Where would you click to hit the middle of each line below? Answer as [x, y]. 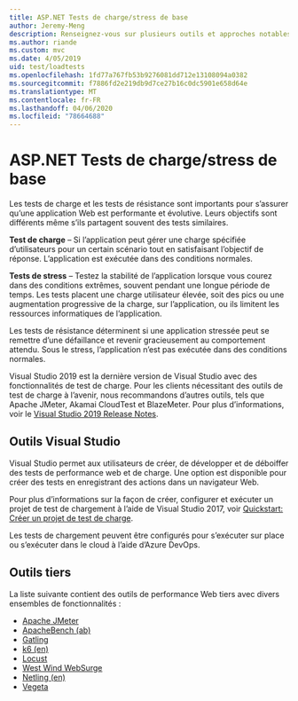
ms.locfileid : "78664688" [57, 116]
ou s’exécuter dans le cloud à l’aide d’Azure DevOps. [105, 544]
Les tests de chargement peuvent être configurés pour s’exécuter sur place [147, 535]
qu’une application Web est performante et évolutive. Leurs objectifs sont [143, 213]
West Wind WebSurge [62, 667]
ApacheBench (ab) [56, 630]
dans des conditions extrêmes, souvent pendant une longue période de [140, 286]
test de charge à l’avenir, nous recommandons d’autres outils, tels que [137, 395]
